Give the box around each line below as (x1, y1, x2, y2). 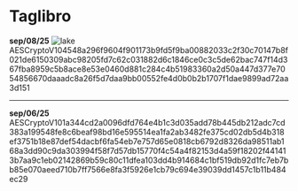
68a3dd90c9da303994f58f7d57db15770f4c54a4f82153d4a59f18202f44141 (9, 145, 286, 156)
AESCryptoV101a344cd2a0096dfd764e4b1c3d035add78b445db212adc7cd (9, 117, 286, 127)
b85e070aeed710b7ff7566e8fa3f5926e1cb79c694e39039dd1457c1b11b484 (9, 164, 286, 174)
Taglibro (9, 6, 72, 27)
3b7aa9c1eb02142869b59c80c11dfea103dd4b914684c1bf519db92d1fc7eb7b (9, 155, 289, 165)
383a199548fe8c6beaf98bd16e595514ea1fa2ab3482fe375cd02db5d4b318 (9, 126, 286, 137)
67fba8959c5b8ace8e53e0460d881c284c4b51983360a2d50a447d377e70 (9, 64, 286, 74)
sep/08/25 (9, 35, 50, 46)
